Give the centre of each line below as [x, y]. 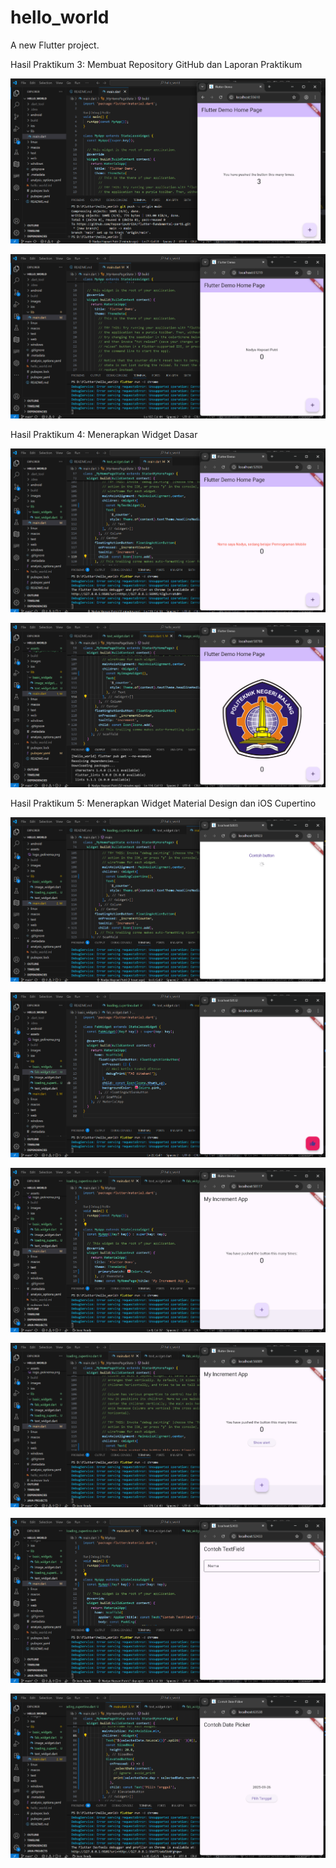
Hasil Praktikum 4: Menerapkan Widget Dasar [104, 434]
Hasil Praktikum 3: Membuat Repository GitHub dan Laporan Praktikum [156, 64]
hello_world [60, 17]
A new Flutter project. [55, 45]
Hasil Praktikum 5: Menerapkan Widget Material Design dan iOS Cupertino [163, 803]
